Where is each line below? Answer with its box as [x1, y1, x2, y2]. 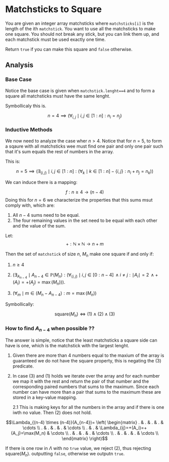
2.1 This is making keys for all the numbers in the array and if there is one [12, 404, 164, 410]
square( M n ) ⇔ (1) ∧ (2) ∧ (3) [54, 311, 115, 318]
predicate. [12, 363, 34, 369]
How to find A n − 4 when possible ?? [5, 325, 95, 333]
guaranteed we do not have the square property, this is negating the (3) [12, 358, 161, 364]
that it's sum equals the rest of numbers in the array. [5, 148, 115, 155]
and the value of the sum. [12, 222, 66, 228]
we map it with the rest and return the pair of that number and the [12, 378, 149, 385]
